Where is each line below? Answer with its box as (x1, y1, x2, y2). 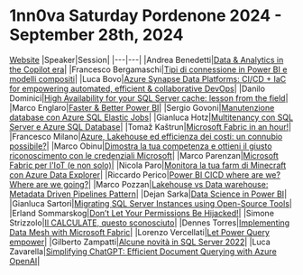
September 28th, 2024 (9, 24, 184, 45)
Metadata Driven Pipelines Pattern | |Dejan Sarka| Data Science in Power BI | (9, 188, 288, 199)
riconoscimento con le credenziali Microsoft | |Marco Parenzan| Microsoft (9, 150, 280, 160)
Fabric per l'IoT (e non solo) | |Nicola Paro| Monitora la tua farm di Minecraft (9, 160, 287, 170)
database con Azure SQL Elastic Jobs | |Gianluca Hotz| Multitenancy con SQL (9, 112, 294, 123)
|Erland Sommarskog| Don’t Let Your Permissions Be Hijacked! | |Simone (9, 207, 275, 218)
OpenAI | (9, 255, 41, 266)
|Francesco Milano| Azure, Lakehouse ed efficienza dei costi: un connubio (9, 131, 283, 142)
